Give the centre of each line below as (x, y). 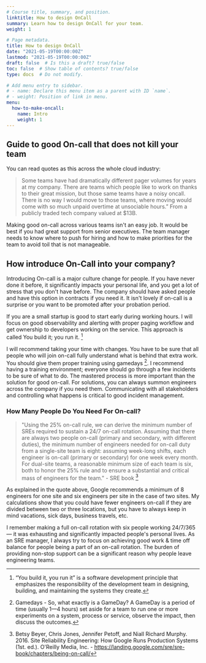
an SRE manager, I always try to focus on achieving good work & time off (98, 540)
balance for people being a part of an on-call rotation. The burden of (93, 547)
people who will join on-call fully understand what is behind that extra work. (102, 355)
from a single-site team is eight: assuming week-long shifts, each (104, 450)
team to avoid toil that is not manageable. (58, 244)
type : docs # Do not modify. (45, 74)
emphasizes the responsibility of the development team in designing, (102, 584)
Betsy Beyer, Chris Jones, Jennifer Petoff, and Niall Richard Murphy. (101, 634)
